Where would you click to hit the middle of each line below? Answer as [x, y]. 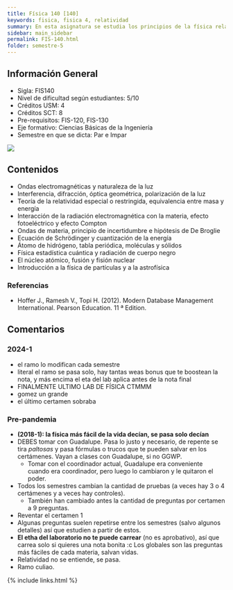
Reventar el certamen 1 [50, 515]
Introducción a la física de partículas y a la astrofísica [93, 267]
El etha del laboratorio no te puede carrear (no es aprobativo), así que [118, 537]
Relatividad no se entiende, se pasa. [69, 559]
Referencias [28, 285]
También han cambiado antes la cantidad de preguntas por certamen [126, 501]
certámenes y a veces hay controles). [71, 493]
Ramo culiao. [36, 566]
